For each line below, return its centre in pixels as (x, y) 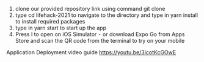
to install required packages (50, 21)
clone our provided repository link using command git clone (90, 9)
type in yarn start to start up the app (61, 28)
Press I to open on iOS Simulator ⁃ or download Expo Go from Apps (100, 34)
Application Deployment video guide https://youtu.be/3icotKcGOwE (91, 52)
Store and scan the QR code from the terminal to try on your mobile (100, 41)
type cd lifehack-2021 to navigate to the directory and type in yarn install (107, 15)
